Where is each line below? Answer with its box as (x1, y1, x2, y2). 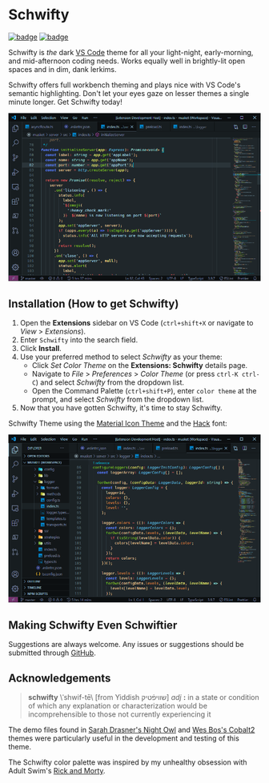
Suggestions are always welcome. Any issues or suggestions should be (8, 640, 244, 649)
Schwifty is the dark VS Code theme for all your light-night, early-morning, (8, 47, 254, 57)
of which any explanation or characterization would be (27, 701, 208, 711)
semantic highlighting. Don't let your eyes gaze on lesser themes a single (8, 88, 250, 98)
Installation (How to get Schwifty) (8, 297, 179, 310)
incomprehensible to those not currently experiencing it (27, 709, 211, 719)
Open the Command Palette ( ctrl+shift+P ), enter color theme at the (31, 386, 257, 396)
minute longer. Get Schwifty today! (8, 97, 122, 106)
